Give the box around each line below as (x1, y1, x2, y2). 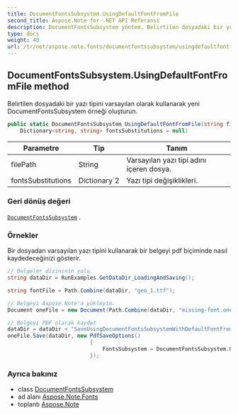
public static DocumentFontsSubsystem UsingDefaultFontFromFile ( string (7, 120, 223, 127)
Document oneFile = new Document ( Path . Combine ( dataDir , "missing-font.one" (7, 306, 236, 314)
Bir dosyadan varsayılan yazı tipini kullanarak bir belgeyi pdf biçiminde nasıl (7, 246, 228, 255)
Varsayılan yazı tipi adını (126, 155, 207, 165)
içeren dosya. (126, 164, 172, 174)
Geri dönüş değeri (7, 196, 71, 206)
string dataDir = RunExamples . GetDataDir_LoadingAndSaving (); (7, 274, 195, 282)
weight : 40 (7, 37, 40, 44)
